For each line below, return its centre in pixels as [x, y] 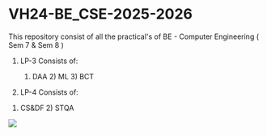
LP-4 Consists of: [49, 92]
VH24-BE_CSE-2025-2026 [100, 14]
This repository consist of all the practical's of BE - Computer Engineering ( [134, 36]
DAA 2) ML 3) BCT [63, 76]
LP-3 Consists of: [49, 61]
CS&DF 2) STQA [47, 108]
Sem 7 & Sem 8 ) [36, 45]
